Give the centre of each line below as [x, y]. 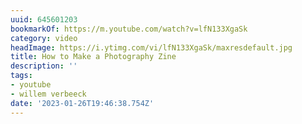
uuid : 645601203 [44, 19]
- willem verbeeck [48, 94]
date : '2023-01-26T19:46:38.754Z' [82, 103]
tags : [21, 76]
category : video [44, 38]
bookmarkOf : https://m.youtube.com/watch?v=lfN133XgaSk [129, 29]
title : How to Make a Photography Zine [93, 57]
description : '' [44, 66]
